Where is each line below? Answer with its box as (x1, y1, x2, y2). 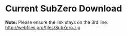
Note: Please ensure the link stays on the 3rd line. (5, 19, 108, 25)
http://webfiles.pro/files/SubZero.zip (5, 24, 81, 30)
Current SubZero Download (5, 3, 122, 14)
